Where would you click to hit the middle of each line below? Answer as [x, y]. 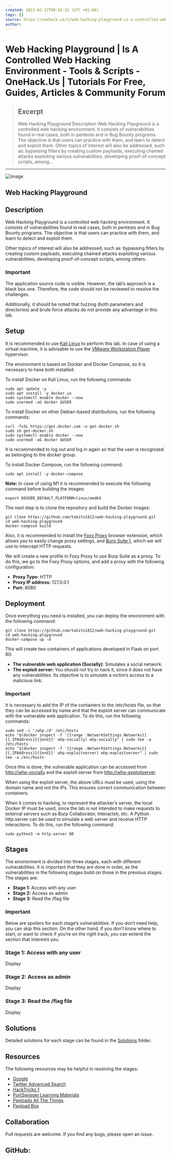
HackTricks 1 [26, 1090]
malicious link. [27, 681]
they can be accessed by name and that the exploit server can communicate [85, 710]
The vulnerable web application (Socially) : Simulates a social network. [88, 664]
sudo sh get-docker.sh [29, 431]
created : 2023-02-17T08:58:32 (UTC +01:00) [52, 10]
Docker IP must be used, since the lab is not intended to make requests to [83, 808]
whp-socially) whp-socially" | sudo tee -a [105, 739]
